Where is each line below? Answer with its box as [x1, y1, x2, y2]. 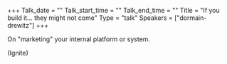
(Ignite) [7, 49, 28, 57]
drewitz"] [7, 21, 35, 29]
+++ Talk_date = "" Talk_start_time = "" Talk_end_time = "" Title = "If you [7, 6, 221, 14]
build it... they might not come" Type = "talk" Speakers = [7, 14, 173, 22]
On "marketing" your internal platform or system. [7, 35, 151, 43]
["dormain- [174, 14, 207, 22]
